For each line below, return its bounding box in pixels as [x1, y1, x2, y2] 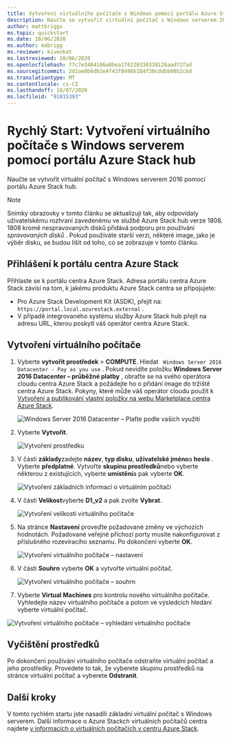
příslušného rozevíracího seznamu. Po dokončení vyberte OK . [16, 537, 192, 545]
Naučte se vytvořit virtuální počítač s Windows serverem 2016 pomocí [7, 175, 206, 183]
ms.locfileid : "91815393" [7, 94, 81, 101]
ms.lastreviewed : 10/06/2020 [7, 55, 91, 62]
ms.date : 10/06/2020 [7, 36, 67, 43]
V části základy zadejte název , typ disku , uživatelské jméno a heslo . [16, 455, 214, 463]
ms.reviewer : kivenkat [7, 49, 72, 56]
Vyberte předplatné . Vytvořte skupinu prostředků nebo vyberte [16, 462, 199, 470]
